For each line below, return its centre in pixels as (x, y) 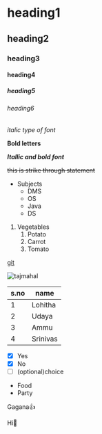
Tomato (38, 249)
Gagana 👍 (21, 407)
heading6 (21, 108)
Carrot (37, 241)
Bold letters (24, 143)
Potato (37, 234)
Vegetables (33, 227)
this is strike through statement (51, 170)
